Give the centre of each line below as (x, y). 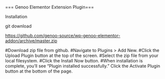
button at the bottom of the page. (39, 71)
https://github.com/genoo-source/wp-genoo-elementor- (63, 36)
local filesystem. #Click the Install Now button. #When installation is (74, 61)
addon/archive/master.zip (31, 41)
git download (19, 26)
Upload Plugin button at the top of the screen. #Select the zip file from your (82, 55)
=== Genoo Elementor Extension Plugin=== (50, 7)
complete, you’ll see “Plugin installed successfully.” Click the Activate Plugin (83, 66)
